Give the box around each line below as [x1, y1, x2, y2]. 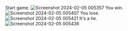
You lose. [80, 10, 100, 16]
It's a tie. [79, 15, 98, 21]
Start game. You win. [5, 5, 123, 10]
